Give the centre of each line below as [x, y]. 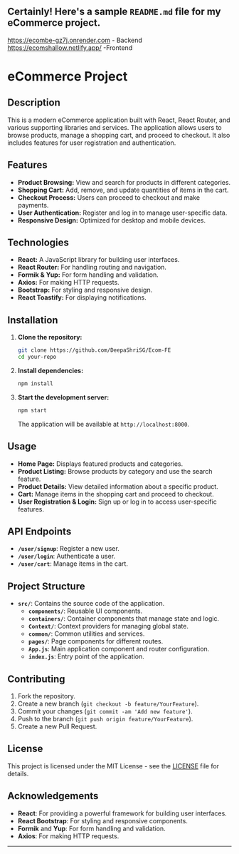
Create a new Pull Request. [57, 726]
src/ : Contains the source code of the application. [91, 604]
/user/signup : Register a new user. [68, 549]
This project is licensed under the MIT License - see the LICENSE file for [113, 766]
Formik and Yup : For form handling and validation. [91, 828]
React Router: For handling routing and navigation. [92, 268]
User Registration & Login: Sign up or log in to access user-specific [117, 502]
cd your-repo [37, 357]
